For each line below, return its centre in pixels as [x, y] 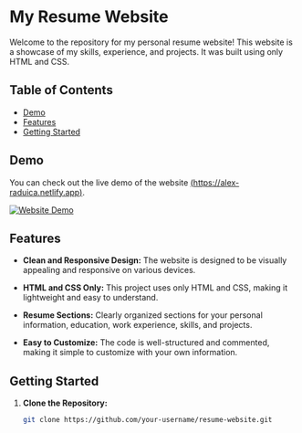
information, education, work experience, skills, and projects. [137, 325]
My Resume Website [89, 17]
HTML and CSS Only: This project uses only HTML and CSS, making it [155, 288]
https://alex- [216, 182]
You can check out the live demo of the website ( [102, 182]
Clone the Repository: [65, 403]
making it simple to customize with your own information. [130, 353]
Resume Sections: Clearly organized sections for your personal [142, 315]
